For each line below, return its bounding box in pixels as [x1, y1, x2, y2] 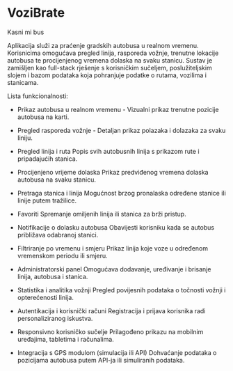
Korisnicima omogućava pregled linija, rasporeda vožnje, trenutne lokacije [7, 49, 219, 57]
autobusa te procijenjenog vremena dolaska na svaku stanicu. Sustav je [7, 56, 213, 64]
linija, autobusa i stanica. [17, 272, 88, 281]
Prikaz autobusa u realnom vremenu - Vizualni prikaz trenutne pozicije [17, 105, 219, 113]
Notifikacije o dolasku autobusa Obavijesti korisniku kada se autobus [17, 223, 214, 231]
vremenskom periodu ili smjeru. [17, 251, 108, 260]
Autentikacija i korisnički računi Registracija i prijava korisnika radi [17, 306, 206, 315]
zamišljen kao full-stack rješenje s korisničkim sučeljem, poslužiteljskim [7, 63, 212, 72]
